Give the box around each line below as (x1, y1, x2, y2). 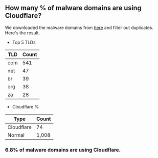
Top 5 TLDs (12, 39, 36, 45)
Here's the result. (5, 29, 40, 36)
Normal (7, 132, 24, 138)
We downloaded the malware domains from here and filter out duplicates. (5, 25, 154, 30)
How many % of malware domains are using (5, 4, 142, 12)
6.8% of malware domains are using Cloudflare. (5, 146, 121, 153)
